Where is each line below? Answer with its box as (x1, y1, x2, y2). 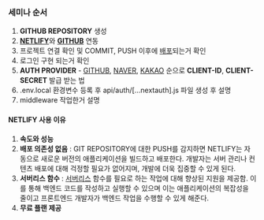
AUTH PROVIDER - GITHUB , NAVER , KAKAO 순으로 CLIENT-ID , (19, 65, 225, 76)
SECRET (19, 76, 47, 85)
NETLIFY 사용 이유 (8, 114, 66, 124)
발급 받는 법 (48, 76, 85, 85)
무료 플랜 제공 (19, 203, 61, 212)
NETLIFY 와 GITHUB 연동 (19, 36, 99, 46)
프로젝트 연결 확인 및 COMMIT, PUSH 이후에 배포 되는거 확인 (19, 46, 206, 56)
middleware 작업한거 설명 (19, 95, 100, 105)
